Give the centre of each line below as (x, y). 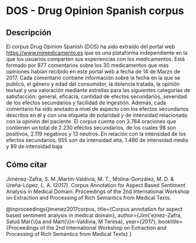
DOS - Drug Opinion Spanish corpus (95, 11)
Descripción (29, 33)
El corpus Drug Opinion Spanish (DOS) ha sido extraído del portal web (91, 46)
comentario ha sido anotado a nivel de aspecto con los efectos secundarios (97, 109)
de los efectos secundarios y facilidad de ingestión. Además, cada (86, 103)
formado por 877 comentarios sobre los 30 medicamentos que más (87, 65)
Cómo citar (27, 165)
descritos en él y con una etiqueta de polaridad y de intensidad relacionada (97, 115)
